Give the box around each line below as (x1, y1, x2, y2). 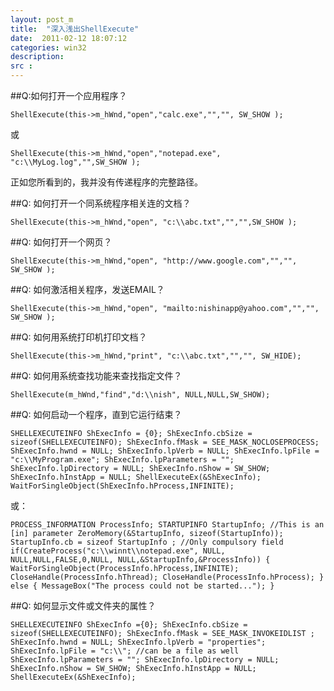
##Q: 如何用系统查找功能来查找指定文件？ (10, 370, 183, 381)
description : (10, 52, 65, 62)
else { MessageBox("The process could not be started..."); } (10, 581, 275, 591)
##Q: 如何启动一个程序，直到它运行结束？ (10, 409, 183, 420)
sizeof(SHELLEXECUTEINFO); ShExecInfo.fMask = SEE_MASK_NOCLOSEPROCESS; (10, 437, 320, 447)
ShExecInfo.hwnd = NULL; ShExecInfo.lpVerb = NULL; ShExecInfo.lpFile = (10, 446, 320, 456)
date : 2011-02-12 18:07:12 (10, 33, 128, 43)
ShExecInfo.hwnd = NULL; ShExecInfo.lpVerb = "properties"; (10, 637, 267, 647)
